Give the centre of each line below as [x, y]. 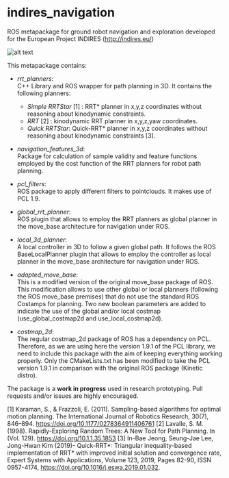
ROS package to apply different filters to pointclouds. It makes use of [114, 191]
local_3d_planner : [42, 239]
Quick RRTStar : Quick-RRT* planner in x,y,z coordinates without [117, 128]
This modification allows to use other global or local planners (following [118, 289]
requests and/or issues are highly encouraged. [73, 396]
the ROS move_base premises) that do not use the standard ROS [108, 297]
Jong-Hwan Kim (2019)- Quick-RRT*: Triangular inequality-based [99, 445]
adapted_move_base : [48, 275]
